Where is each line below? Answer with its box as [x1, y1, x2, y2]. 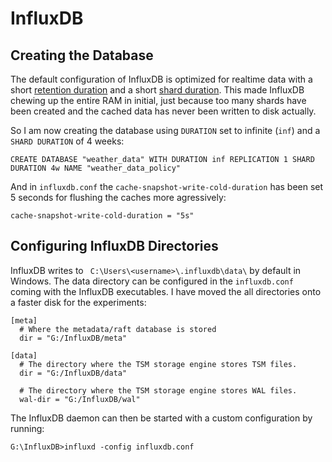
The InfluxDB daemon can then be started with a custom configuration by [10, 412, 313, 424]
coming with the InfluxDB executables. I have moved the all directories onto [10, 285, 322, 297]
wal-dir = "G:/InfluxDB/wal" [19, 394, 141, 404]
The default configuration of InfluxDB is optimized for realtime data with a [10, 73, 313, 85]
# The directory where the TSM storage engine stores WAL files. [19, 385, 298, 396]
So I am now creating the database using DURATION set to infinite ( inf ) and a [10, 125, 321, 136]
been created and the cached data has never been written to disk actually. [10, 105, 317, 117]
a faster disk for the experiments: [10, 296, 147, 308]
